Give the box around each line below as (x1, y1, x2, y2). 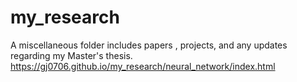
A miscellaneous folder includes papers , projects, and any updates (10, 39, 288, 51)
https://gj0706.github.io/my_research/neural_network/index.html (10, 60, 276, 72)
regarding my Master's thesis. (10, 49, 133, 61)
